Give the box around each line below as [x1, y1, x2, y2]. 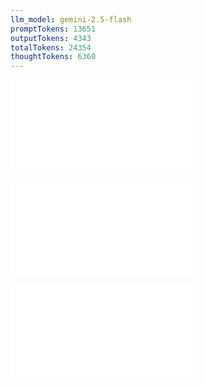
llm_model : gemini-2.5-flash [10, 14, 132, 25]
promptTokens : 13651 [10, 24, 97, 34]
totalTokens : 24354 [10, 42, 92, 53]
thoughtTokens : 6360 [10, 52, 97, 62]
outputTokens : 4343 [10, 33, 92, 43]
